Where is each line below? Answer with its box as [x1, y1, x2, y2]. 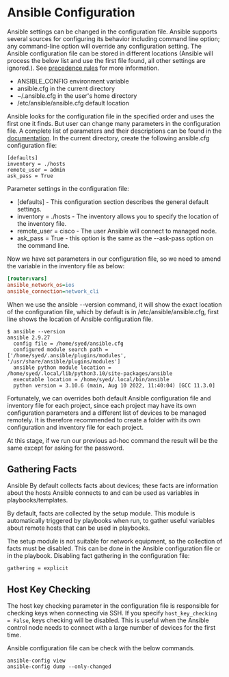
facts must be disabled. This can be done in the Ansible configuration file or [7, 544, 221, 552]
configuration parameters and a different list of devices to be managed [7, 409, 206, 417]
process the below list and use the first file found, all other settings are [7, 56, 206, 64]
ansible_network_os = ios [7, 281, 75, 288]
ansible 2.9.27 [7, 334, 51, 341]
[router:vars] [7, 275, 48, 282]
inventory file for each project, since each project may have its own [7, 401, 197, 409]
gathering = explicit [7, 565, 69, 572]
